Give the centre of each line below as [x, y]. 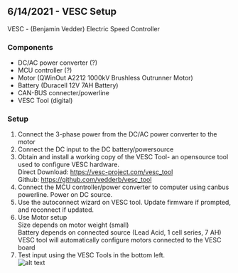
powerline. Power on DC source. [65, 195]
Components [30, 47]
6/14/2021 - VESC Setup [62, 12]
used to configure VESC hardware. [68, 165]
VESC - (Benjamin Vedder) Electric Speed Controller [83, 28]
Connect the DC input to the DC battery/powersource [96, 149]
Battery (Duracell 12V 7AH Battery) [68, 85]
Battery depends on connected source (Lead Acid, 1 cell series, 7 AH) [119, 232]
